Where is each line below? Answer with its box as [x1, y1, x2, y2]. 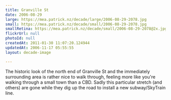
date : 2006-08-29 [5, 12, 42, 17]
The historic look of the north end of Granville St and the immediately [5, 68, 150, 74]
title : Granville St [5, 7, 49, 13]
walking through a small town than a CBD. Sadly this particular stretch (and [5, 79, 162, 85]
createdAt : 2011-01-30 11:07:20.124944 [5, 41, 90, 46]
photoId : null [5, 36, 36, 41]
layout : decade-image [5, 50, 51, 55]
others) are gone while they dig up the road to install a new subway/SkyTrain [5, 84, 166, 90]
